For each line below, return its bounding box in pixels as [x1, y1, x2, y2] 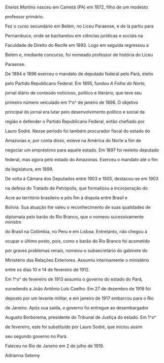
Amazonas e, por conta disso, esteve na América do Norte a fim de [5, 138, 141, 143]
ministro [5, 219, 22, 225]
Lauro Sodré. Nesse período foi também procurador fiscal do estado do [5, 128, 150, 134]
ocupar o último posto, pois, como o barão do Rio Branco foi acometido [5, 238, 150, 244]
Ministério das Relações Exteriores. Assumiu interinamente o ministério [5, 257, 149, 263]
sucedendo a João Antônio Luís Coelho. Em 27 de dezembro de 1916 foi [5, 286, 151, 292]
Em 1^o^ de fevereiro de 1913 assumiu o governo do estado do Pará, [5, 276, 143, 282]
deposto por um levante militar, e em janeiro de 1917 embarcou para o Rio [5, 295, 154, 301]
